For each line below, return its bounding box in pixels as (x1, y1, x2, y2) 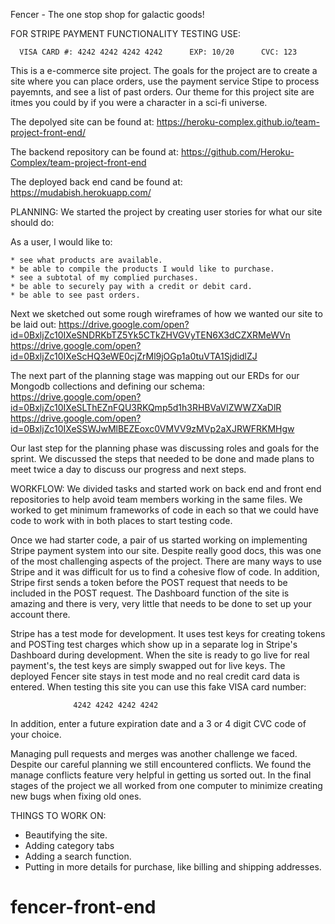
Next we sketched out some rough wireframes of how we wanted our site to (10, 308, 323, 319)
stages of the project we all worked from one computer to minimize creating (10, 780, 323, 791)
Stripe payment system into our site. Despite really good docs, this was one (10, 545, 322, 556)
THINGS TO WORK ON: (10, 810, 107, 821)
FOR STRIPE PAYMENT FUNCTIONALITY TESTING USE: (10, 28, 242, 39)
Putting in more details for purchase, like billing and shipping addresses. (24, 861, 322, 873)
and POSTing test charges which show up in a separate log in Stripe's (10, 639, 298, 650)
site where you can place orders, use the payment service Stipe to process (10, 75, 320, 87)
